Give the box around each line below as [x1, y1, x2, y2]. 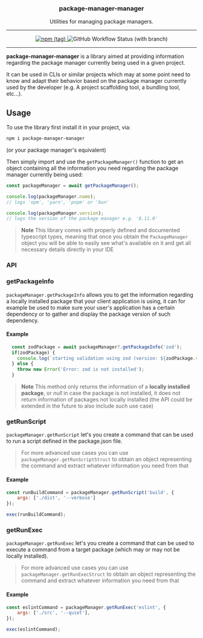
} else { [11, 361, 34, 367]
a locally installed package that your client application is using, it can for [6, 298, 186, 305]
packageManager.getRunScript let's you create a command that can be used [6, 431, 193, 438]
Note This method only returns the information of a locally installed [21, 383, 190, 391]
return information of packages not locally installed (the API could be [21, 396, 193, 403]
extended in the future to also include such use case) [21, 402, 154, 409]
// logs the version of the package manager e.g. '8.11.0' [6, 216, 158, 222]
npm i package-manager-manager [6, 135, 85, 142]
